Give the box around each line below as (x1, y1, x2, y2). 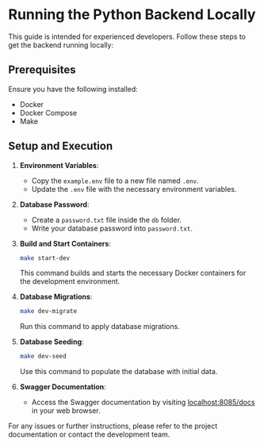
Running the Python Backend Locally (8, 6, 256, 24)
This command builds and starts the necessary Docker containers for (19, 268, 247, 278)
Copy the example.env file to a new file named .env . (31, 176, 199, 185)
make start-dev (19, 254, 71, 262)
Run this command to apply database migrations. (19, 322, 180, 331)
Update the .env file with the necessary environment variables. (31, 184, 237, 193)
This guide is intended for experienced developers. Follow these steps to (8, 32, 246, 41)
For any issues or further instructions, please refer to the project (8, 422, 218, 431)
